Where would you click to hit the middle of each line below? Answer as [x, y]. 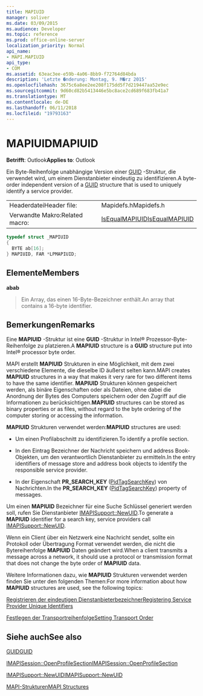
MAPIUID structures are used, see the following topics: [75, 588]
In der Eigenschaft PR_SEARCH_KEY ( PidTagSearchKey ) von [91, 482]
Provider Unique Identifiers [40, 606]
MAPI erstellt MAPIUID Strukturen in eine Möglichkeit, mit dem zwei [90, 364]
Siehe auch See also [44, 637]
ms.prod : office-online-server [46, 40]
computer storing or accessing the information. [65, 415]
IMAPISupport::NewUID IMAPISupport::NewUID [64, 675]
